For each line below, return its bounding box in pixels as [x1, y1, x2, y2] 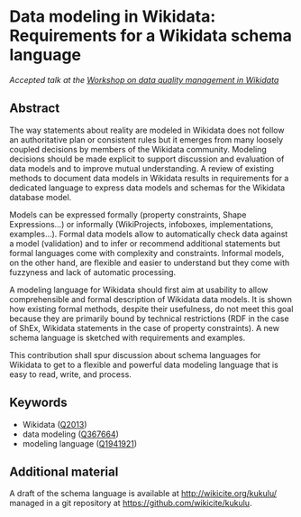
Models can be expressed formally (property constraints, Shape [9, 209, 247, 220]
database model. [9, 191, 72, 202]
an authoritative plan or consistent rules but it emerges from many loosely [9, 134, 284, 145]
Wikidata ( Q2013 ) [22, 419, 87, 429]
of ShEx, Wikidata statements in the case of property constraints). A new [9, 322, 279, 333]
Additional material [9, 464, 119, 479]
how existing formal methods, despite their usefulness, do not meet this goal [9, 303, 294, 314]
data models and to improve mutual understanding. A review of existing [9, 162, 275, 173]
